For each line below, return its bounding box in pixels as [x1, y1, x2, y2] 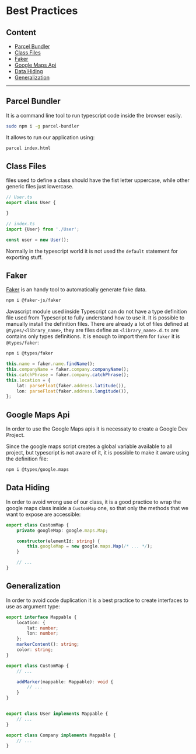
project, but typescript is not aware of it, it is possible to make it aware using [6, 449, 190, 456]
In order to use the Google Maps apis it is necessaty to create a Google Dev [6, 425, 188, 432]
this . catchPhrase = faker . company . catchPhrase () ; [6, 371, 129, 378]
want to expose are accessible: [6, 511, 81, 518]
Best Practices [6, 4, 78, 18]
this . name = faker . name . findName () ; [6, 361, 95, 367]
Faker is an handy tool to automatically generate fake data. [6, 286, 147, 293]
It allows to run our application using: [6, 133, 95, 141]
